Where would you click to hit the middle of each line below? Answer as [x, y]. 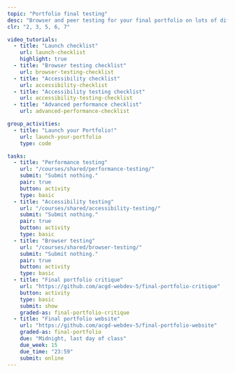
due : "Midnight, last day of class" [73, 339]
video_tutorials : [33, 39]
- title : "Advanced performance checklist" [78, 105]
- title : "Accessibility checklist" [67, 79]
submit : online [42, 358]
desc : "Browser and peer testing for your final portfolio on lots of [112, 20]
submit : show [39, 306]
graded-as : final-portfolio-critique [75, 313]
